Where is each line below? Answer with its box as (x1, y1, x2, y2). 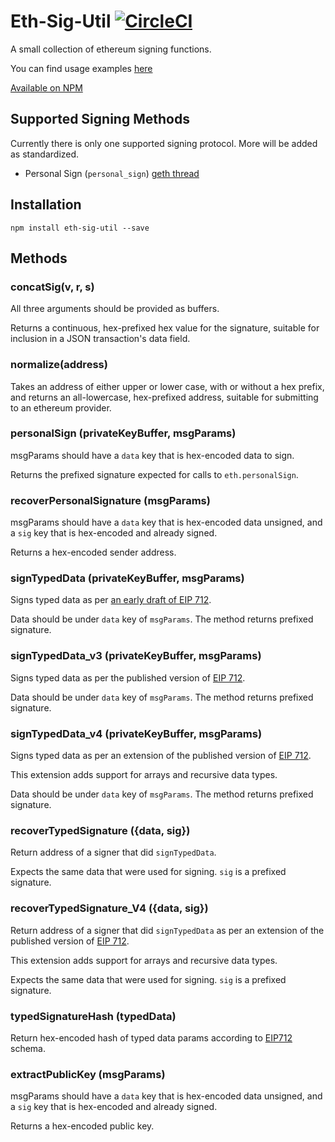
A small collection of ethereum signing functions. (10, 43, 212, 55)
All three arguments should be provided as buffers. (10, 303, 220, 315)
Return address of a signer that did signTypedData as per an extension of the (10, 924, 325, 936)
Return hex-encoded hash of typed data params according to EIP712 (10, 1031, 293, 1044)
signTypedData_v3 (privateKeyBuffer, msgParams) (10, 649, 262, 663)
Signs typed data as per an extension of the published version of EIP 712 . (10, 750, 312, 762)
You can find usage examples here (10, 62, 153, 74)
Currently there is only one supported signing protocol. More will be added (10, 137, 318, 149)
